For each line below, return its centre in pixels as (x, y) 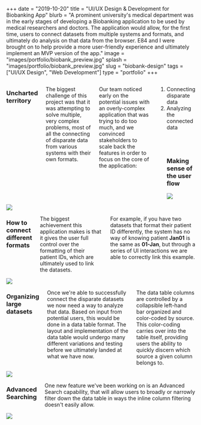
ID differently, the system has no (150, 232)
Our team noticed (120, 89)
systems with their (68, 153)
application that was (124, 114)
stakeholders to (118, 140)
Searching (22, 397)
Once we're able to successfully (87, 293)
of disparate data (67, 140)
